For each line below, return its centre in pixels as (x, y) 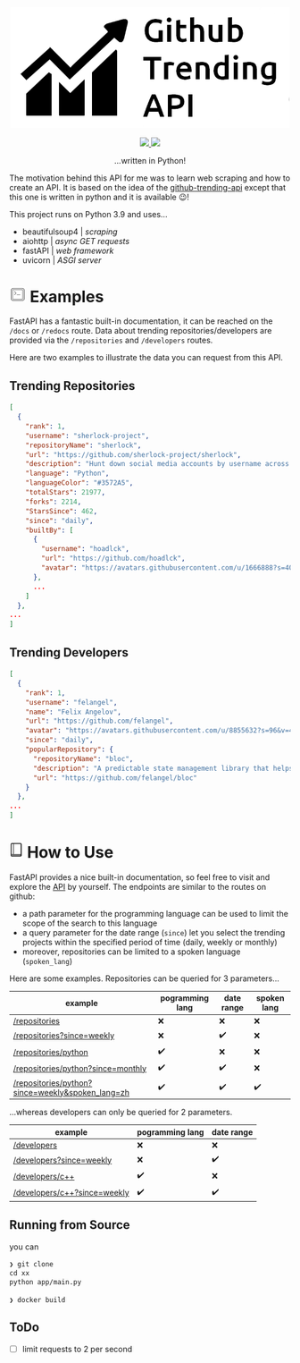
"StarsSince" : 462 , (62, 511)
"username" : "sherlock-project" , (87, 436)
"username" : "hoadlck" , (85, 549)
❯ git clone (31, 1264)
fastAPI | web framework (68, 250)
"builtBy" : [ (50, 530)
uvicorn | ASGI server (62, 260)
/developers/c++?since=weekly (71, 1193)
